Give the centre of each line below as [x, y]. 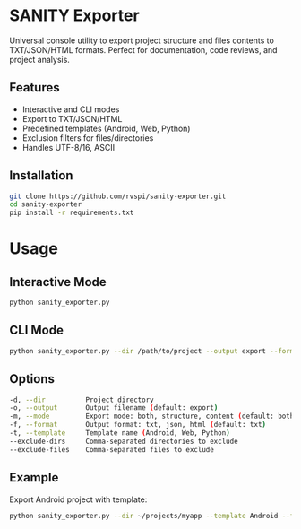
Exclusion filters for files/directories [88, 138]
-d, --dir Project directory [82, 400]
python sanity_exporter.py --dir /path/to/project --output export [138, 351]
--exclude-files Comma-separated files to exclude [112, 449]
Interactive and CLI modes [71, 109]
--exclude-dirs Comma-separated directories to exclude [124, 441]
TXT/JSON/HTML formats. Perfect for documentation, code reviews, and [143, 49]
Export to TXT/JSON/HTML [72, 118]
